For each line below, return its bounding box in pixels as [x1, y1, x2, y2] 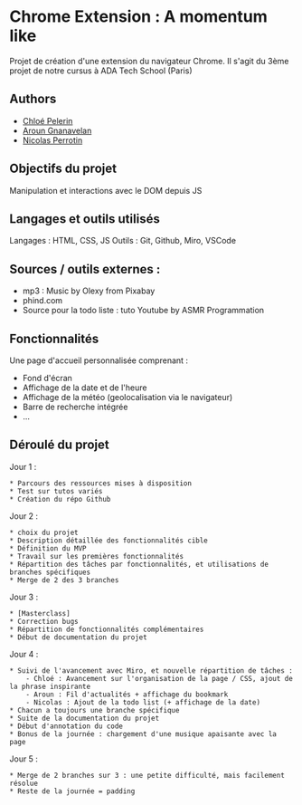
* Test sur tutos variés [9, 486, 103, 495]
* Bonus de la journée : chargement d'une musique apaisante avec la [9, 729, 278, 739]
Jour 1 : [9, 461, 37, 472]
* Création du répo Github [9, 494, 111, 503]
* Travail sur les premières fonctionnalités [9, 551, 184, 561]
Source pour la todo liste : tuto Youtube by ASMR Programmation [22, 305, 265, 316]
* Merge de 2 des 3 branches [9, 575, 119, 585]
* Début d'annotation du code [9, 722, 124, 731]
